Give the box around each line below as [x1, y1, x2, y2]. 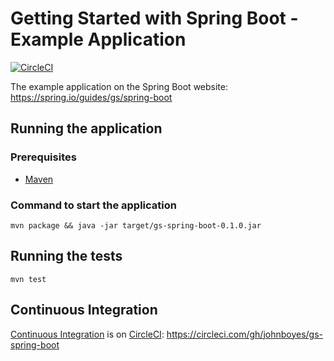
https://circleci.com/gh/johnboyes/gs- [166, 328, 324, 340]
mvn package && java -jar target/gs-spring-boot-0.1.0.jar [10, 220, 262, 231]
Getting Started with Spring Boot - [10, 7, 299, 30]
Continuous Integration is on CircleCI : [10, 328, 165, 340]
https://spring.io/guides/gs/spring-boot [10, 91, 173, 103]
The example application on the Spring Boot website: [10, 80, 228, 92]
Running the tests [10, 248, 123, 265]
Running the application [10, 120, 163, 137]
